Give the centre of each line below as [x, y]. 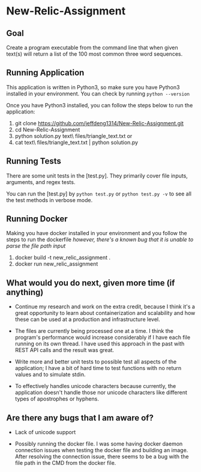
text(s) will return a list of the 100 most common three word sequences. [94, 54]
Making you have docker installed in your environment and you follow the [97, 233]
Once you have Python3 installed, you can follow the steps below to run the [100, 105]
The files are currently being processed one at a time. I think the [94, 331]
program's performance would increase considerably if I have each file [103, 338]
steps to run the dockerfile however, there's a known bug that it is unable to [100, 240]
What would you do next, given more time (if [91, 283]
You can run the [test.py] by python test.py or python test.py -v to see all [99, 194]
